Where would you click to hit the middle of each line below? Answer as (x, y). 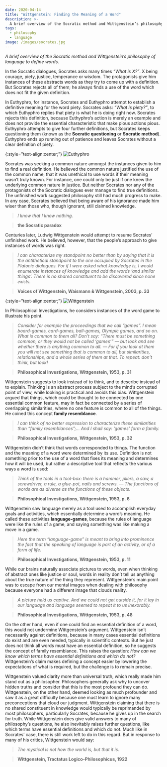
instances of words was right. (36, 245)
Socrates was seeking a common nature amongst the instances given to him (83, 164)
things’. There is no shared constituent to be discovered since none (86, 276)
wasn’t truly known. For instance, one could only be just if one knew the (79, 179)
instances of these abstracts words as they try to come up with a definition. (83, 82)
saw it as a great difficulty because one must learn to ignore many (73, 697)
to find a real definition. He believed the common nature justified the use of (82, 169)
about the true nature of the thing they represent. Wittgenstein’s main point (82, 579)
